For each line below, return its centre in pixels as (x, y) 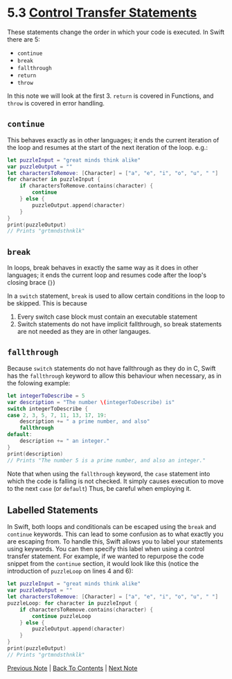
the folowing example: (39, 383)
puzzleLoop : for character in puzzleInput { (72, 603)
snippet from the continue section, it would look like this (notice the (103, 564)
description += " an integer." (65, 441)
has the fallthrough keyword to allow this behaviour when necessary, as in (114, 376)
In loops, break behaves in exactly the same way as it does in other (103, 268)
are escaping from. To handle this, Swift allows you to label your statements (115, 542)
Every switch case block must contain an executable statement (107, 317)
